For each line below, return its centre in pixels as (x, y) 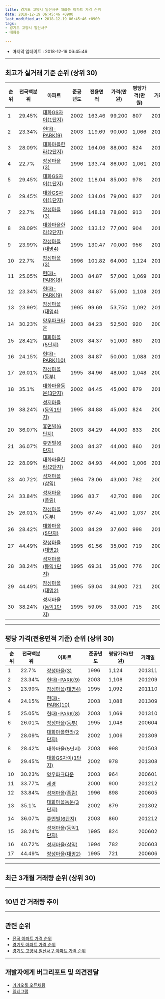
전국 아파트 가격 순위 (32, 939)
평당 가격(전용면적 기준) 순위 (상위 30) (60, 639)
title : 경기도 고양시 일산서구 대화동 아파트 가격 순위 (53, 10)
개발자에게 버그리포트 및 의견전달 (52, 972)
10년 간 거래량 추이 (32, 902)
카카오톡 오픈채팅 (29, 985)
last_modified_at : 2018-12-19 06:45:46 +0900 (52, 19)
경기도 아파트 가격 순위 (34, 945)
